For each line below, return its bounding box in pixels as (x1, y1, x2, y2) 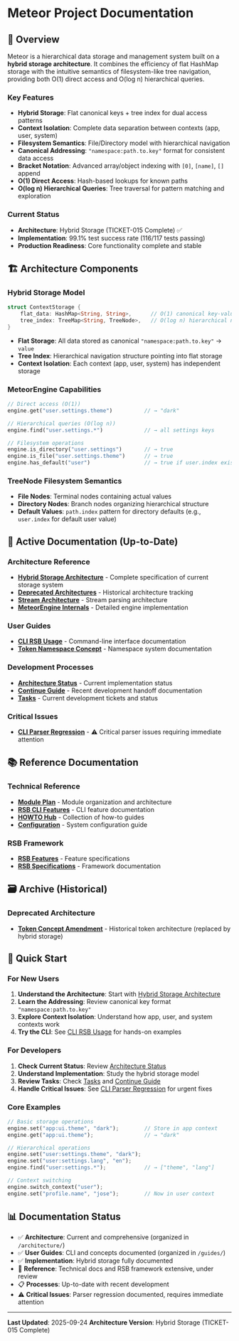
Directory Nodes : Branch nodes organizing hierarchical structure (17, 500, 209, 508)
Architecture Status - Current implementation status (17, 678, 173, 687)
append (17, 169, 41, 178)
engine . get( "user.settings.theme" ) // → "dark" (7, 407, 180, 414)
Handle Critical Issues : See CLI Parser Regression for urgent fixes (17, 1084, 213, 1093)
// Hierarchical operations (7, 1144, 91, 1151)
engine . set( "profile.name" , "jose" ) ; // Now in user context (7, 1190, 215, 1197)
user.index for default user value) (17, 515, 117, 523)
